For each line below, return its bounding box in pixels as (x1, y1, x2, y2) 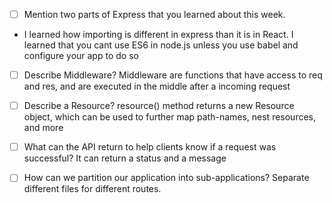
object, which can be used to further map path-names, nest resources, (23, 111, 317, 123)
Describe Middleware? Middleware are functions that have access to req (23, 69, 323, 81)
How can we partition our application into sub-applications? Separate (23, 172, 310, 184)
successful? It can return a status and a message (23, 152, 227, 164)
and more (23, 122, 64, 134)
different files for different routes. (23, 183, 162, 195)
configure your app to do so (23, 50, 139, 62)
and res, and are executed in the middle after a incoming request (23, 80, 291, 93)
